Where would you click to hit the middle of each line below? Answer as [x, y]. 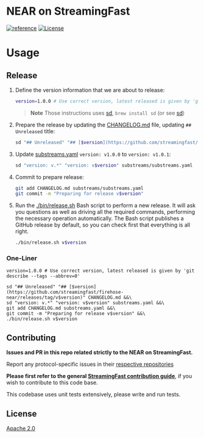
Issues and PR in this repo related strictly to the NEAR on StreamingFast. [100, 352]
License [22, 414]
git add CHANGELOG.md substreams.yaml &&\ [61, 308]
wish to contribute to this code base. [52, 382]
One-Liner [22, 258]
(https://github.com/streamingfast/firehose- [65, 292]
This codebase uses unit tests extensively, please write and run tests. [93, 395]
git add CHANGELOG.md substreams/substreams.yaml [79, 188]
